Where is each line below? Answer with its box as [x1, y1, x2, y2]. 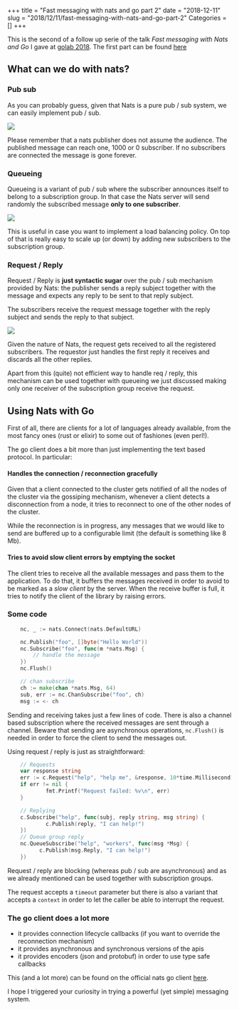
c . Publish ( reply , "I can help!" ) [45, 820, 144, 827]
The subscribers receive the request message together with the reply [7, 305, 211, 314]
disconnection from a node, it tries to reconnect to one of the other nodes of [7, 500, 231, 509]
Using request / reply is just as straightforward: [7, 747, 145, 755]
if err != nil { [20, 781, 69, 788]
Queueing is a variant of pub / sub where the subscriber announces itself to [7, 185, 229, 193]
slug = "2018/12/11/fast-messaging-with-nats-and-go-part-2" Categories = [7, 14, 227, 22]
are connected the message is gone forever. [7, 151, 137, 159]
